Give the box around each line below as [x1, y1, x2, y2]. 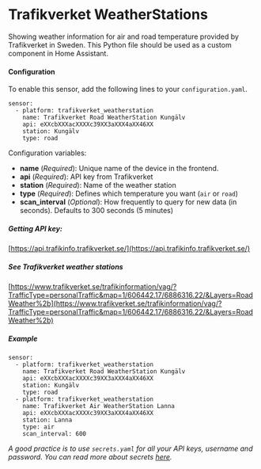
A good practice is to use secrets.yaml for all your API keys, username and [8, 444, 253, 453]
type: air [22, 423, 55, 431]
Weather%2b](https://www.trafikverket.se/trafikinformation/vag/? [8, 299, 222, 308]
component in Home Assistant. [8, 48, 109, 58]
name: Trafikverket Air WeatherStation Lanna [22, 402, 176, 410]
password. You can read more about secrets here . [8, 452, 172, 462]
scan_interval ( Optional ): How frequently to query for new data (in [19, 197, 237, 207]
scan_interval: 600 [22, 430, 87, 438]
